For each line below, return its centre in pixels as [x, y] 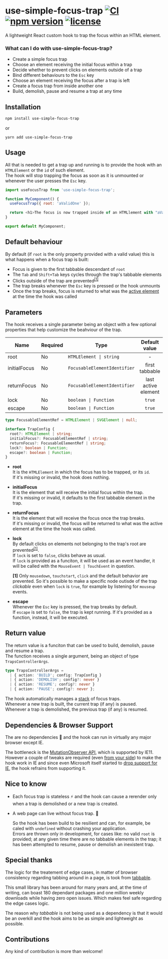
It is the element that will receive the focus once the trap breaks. [78, 518]
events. [20, 591]
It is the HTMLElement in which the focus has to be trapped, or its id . [81, 472]
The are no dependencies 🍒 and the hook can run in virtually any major [78, 737]
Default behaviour [34, 242]
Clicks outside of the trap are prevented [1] [55, 280]
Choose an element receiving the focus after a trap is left [71, 81]
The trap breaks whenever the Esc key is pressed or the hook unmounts [86, 286]
